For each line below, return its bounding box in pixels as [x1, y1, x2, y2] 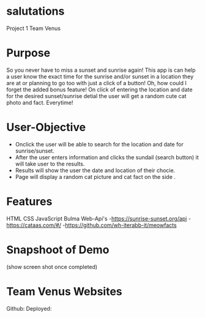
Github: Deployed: [6, 305, 52, 312]
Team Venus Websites [6, 284, 122, 298]
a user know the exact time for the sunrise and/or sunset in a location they [6, 72, 194, 80]
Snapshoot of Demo [6, 243, 110, 257]
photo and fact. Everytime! [6, 99, 73, 106]
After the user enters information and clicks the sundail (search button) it [15, 153, 199, 161]
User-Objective [6, 121, 86, 134]
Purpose [6, 46, 51, 60]
